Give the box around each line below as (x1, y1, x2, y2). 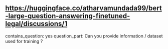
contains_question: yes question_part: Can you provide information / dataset (5, 32, 163, 39)
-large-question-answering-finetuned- (5, 12, 130, 20)
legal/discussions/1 (5, 19, 68, 28)
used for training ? (5, 38, 43, 44)
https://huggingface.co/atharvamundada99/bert (5, 4, 162, 12)
